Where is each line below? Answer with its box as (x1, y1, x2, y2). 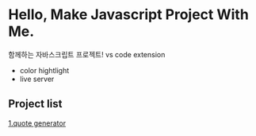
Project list (8, 97, 63, 111)
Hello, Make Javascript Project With (8, 6, 250, 24)
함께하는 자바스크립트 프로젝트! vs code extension (8, 49, 166, 59)
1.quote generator (8, 118, 66, 128)
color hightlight (19, 65, 70, 75)
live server (19, 74, 55, 84)
